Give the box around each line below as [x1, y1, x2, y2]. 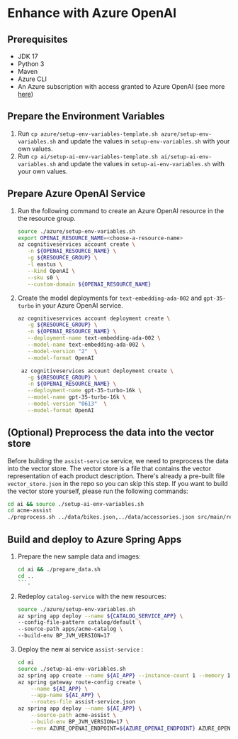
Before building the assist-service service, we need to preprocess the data [7, 456, 229, 465]
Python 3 [17, 60, 45, 68]
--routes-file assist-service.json [30, 698, 136, 706]
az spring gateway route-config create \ [17, 679, 142, 686]
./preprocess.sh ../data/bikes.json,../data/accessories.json [7, 514, 195, 521]
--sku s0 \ [27, 274, 59, 281]
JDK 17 [17, 52, 38, 60]
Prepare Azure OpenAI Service [7, 188, 146, 200]
